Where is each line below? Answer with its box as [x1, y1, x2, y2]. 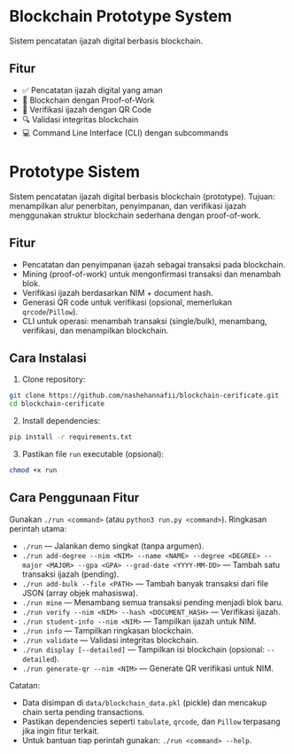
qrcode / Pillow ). [21, 306, 78, 316]
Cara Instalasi [9, 350, 87, 365]
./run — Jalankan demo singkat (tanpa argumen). [21, 540, 205, 551]
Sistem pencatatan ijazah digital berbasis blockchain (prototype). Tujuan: [9, 190, 275, 201]
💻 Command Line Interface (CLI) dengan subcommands [21, 127, 228, 138]
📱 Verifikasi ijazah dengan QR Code [21, 104, 152, 114]
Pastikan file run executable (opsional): [21, 448, 165, 459]
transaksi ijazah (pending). [21, 569, 120, 579]
